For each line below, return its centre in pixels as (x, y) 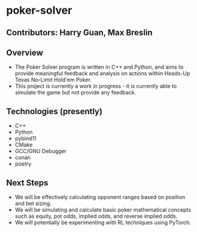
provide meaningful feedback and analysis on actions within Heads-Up (102, 74)
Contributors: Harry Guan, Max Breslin (79, 33)
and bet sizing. (33, 203)
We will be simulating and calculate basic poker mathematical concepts (103, 210)
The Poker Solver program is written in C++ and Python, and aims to (99, 67)
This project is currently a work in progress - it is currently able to (96, 86)
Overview (25, 52)
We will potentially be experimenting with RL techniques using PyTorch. (103, 222)
